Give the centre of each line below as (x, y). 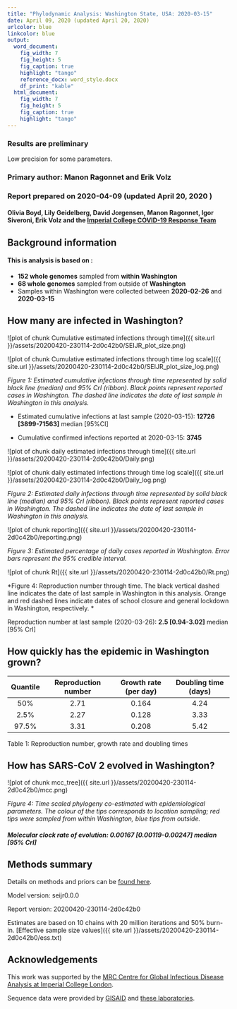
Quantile (25, 687)
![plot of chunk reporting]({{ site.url (59, 529)
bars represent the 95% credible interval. (67, 558)
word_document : (36, 47)
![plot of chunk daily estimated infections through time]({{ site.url (102, 451)
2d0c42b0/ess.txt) (35, 937)
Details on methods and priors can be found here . (79, 881)
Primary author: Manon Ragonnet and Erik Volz (89, 177)
